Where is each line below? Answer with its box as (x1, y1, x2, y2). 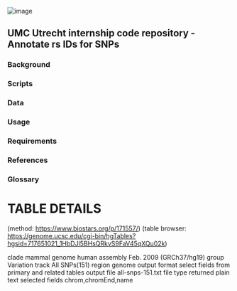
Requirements (7, 136, 57, 146)
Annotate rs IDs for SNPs (7, 38, 120, 51)
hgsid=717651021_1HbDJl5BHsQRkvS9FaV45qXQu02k (7, 239, 165, 248)
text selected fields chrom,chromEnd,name (7, 275, 133, 284)
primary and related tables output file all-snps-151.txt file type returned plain (7, 268, 230, 277)
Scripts (7, 79, 33, 89)
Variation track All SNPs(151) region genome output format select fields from (7, 260, 231, 269)
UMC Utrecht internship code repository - (7, 27, 196, 39)
